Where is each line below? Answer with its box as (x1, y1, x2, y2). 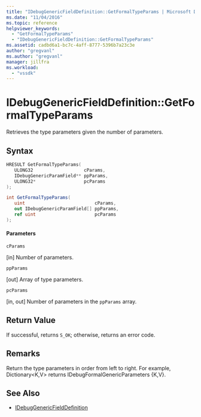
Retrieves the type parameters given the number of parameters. (6, 128, 163, 135)
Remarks (6, 349, 41, 359)
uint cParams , (14, 200, 117, 207)
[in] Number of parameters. (6, 253, 74, 261)
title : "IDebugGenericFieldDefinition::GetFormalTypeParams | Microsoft (6, 8, 191, 15)
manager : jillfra (6, 59, 50, 65)
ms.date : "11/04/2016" (6, 14, 63, 20)
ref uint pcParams (14, 211, 117, 217)
